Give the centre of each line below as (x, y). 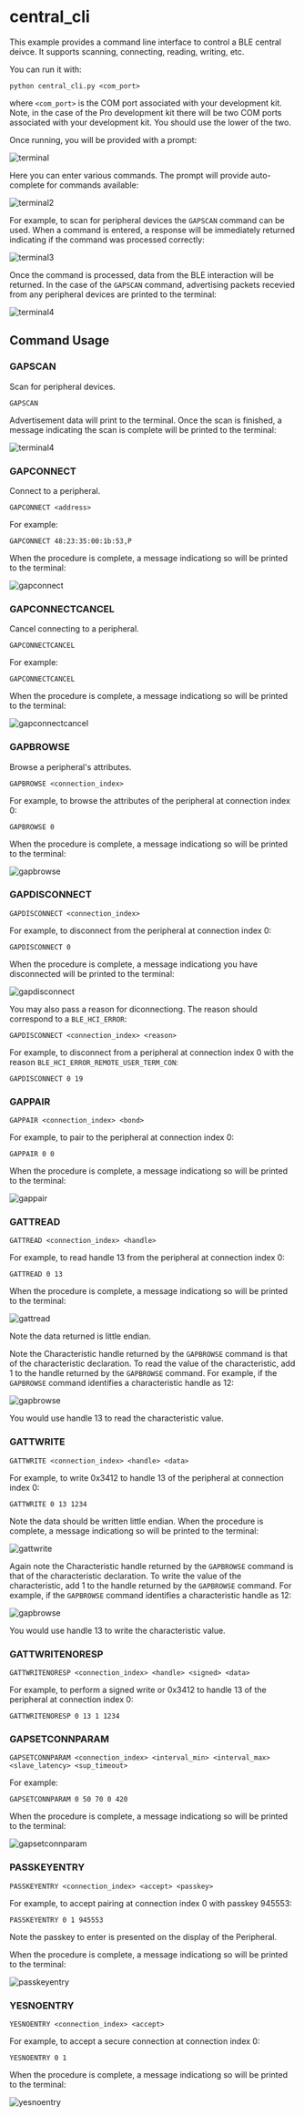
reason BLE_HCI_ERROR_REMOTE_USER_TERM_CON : (94, 1062)
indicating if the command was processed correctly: (107, 240)
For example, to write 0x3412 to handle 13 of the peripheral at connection (147, 1477)
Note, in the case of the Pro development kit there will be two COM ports (146, 112)
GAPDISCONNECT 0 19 (46, 1079)
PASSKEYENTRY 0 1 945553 (56, 1920)
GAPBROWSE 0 (32, 827)
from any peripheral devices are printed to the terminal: (113, 294)
